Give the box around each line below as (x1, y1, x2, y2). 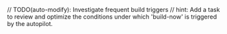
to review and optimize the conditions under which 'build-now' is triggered (7, 13, 217, 21)
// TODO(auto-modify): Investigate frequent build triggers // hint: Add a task (7, 6, 220, 13)
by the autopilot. (7, 20, 53, 27)
